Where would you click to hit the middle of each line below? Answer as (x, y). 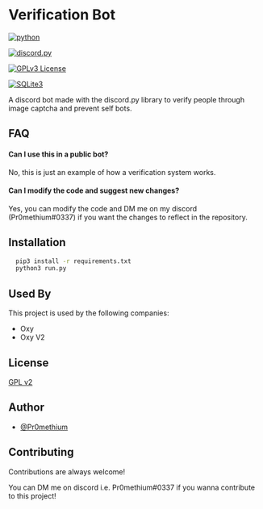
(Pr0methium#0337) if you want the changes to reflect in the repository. (128, 217)
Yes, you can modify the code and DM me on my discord (103, 208)
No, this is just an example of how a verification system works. (112, 172)
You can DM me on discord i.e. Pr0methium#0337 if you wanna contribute (132, 487)
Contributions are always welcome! (67, 471)
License (29, 363)
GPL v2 (21, 382)
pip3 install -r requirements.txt (73, 261)
